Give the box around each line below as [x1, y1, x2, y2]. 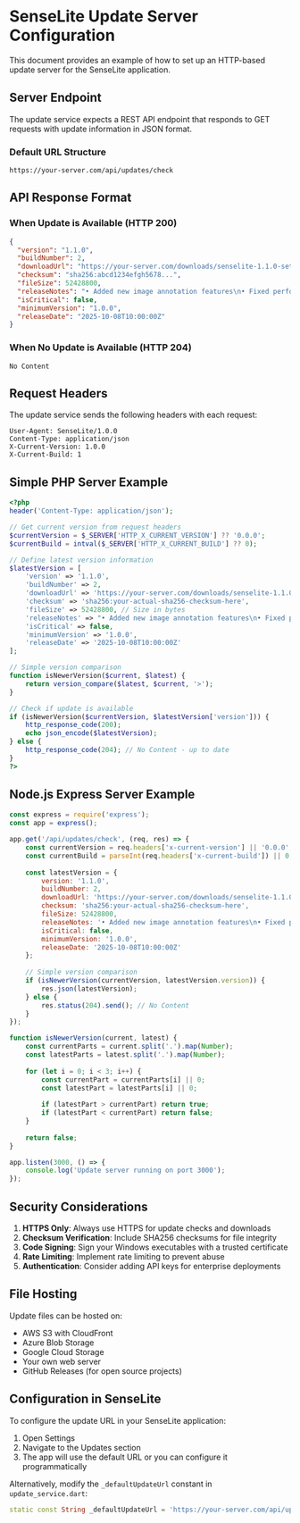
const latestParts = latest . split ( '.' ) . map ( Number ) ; [25, 1050, 226, 1059]
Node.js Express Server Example [9, 787, 196, 802]
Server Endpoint [9, 90, 103, 105]
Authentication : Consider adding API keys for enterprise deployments [21, 1261, 281, 1272]
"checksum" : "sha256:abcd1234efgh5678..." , [17, 271, 181, 280]
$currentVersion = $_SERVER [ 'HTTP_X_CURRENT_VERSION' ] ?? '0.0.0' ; [9, 531, 266, 540]
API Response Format [9, 190, 132, 205]
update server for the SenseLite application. [9, 64, 171, 75]
